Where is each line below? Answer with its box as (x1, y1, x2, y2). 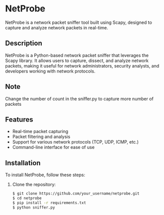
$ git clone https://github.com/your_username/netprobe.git (12, 191, 140, 196)
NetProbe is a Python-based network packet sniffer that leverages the (5, 52, 149, 58)
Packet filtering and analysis (12, 134, 71, 140)
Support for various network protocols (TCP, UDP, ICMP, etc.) (12, 139, 139, 145)
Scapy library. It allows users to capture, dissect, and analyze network (5, 58, 149, 64)
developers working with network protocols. (5, 68, 95, 74)
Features (5, 115, 33, 124)
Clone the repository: (12, 182, 56, 188)
